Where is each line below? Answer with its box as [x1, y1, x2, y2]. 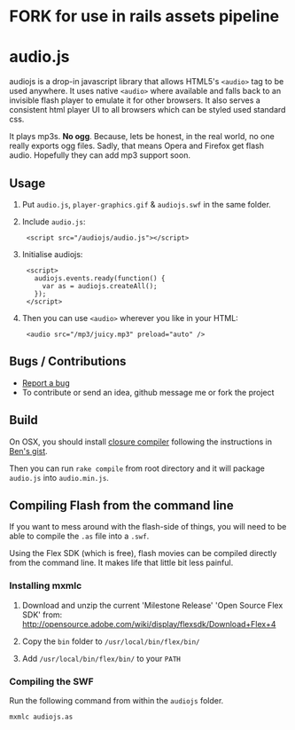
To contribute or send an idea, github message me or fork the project [21, 387, 275, 397]
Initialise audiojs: [21, 248, 83, 259]
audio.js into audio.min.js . [9, 472, 109, 483]
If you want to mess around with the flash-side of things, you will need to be [9, 522, 287, 532]
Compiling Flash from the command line [9, 498, 234, 513]
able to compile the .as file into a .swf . [9, 530, 150, 542]
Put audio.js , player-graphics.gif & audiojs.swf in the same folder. [21, 199, 272, 209]
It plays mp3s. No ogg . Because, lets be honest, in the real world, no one [9, 131, 275, 142]
